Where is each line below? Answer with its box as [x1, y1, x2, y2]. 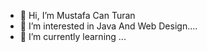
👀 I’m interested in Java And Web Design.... [19, 20, 198, 32]
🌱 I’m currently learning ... [19, 31, 127, 42]
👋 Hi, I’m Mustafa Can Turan [19, 10, 136, 21]
